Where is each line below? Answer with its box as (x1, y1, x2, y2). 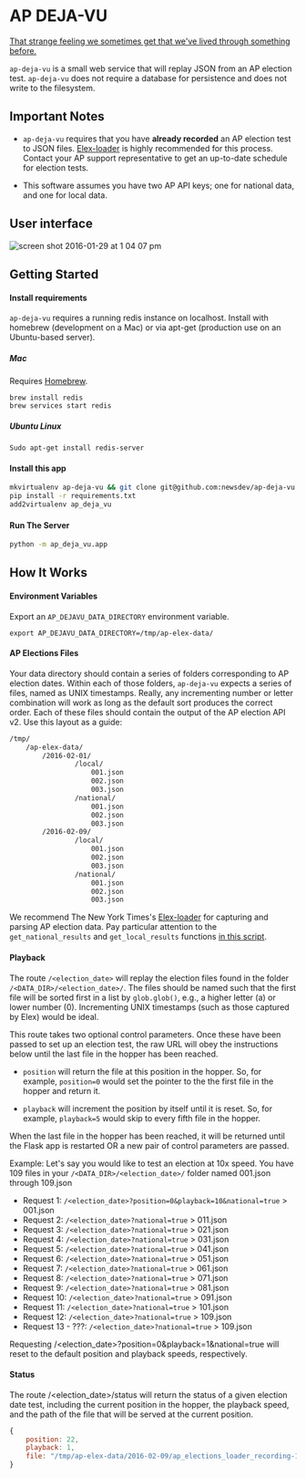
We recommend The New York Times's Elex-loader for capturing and (9, 911, 269, 922)
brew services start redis (9, 401, 112, 411)
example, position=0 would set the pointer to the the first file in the (22, 1076, 274, 1087)
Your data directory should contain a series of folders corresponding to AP (9, 668, 290, 679)
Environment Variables (9, 590, 98, 601)
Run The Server (9, 519, 70, 530)
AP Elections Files (9, 648, 79, 659)
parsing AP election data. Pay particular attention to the (9, 921, 218, 932)
